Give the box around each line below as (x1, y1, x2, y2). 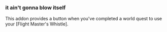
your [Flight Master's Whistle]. (5, 21, 69, 27)
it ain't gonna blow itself (5, 4, 66, 11)
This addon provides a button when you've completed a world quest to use (5, 16, 162, 22)
